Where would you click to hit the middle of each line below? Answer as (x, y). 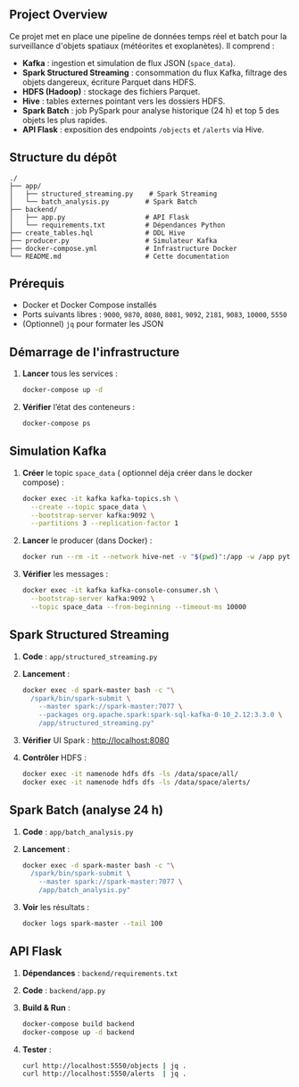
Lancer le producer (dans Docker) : (87, 540)
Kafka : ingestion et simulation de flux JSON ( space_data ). (129, 63)
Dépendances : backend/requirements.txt (100, 973)
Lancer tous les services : (70, 373)
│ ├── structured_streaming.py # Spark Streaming (113, 194)
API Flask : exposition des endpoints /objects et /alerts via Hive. (143, 130)
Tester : (37, 1049)
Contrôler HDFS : (54, 757)
